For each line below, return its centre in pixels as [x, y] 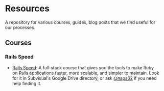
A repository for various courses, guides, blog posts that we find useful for [80, 22]
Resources [27, 9]
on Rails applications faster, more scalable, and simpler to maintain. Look [85, 73]
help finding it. [27, 83]
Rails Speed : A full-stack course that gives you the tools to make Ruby [83, 67]
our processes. [20, 27]
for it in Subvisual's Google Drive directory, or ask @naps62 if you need [84, 78]
